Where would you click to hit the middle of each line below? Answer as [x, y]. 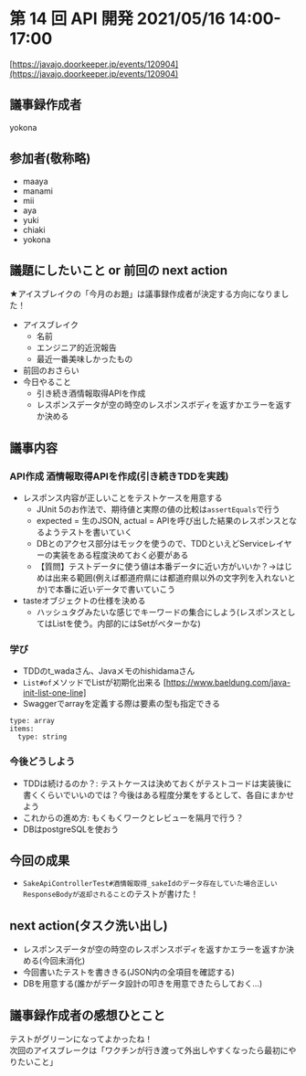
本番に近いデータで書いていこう [116, 590]
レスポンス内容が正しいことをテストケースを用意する [122, 498]
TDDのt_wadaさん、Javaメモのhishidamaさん [109, 671]
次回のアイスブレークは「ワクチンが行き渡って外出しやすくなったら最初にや [153, 1050]
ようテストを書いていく [89, 532]
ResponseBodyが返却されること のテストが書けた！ [111, 894]
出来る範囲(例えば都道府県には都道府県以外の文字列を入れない [170, 578]
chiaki [34, 229]
